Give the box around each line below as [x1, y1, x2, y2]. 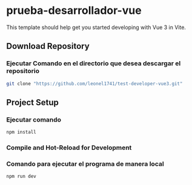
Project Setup [6, 97, 59, 108]
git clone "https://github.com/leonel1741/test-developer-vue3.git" [6, 80, 183, 86]
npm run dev [6, 174, 36, 180]
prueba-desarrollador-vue [6, 4, 142, 18]
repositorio [6, 67, 40, 76]
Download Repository [6, 41, 90, 51]
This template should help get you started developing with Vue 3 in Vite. [6, 24, 187, 31]
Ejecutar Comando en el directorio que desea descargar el [6, 59, 181, 68]
